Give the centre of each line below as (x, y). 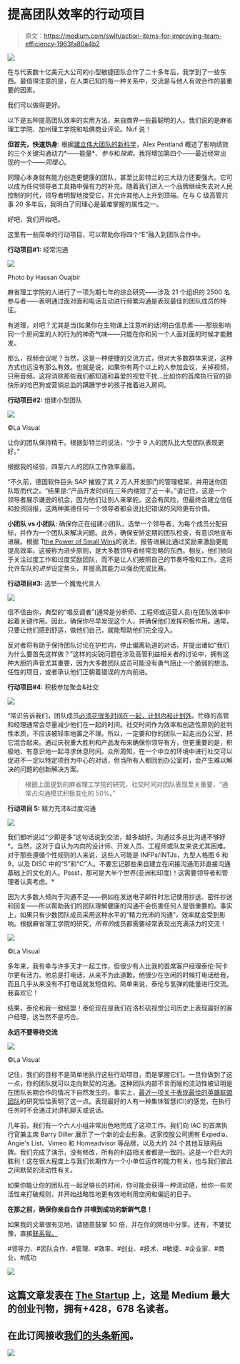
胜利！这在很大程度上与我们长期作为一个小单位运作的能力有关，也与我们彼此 (120, 1160)
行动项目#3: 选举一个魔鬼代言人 (54, 583)
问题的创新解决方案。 (51, 769)
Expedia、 (217, 1134)
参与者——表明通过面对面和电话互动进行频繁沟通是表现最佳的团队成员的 (114, 301)
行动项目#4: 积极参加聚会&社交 (53, 687)
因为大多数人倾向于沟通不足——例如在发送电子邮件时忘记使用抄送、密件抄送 (120, 896)
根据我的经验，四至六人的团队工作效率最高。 (73, 466)
